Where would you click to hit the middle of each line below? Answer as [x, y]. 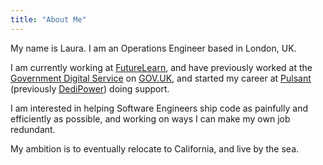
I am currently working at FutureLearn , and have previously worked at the [161, 67]
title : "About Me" [48, 19]
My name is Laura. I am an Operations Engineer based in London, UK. [153, 48]
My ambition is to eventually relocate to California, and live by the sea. [155, 148]
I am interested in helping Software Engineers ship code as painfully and [159, 108]
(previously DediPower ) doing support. [90, 88]
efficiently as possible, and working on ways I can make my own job [150, 118]
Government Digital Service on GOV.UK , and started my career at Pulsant [161, 78]
